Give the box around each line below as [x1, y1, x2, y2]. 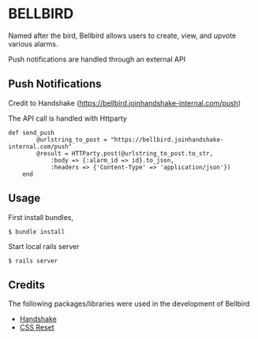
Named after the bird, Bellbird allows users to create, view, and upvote [8, 31, 237, 40]
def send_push [8, 129, 55, 136]
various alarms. [8, 39, 58, 48]
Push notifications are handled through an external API [8, 54, 186, 64]
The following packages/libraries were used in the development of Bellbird [8, 299, 250, 308]
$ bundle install [8, 228, 65, 236]
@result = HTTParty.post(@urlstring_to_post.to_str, [36, 149, 214, 158]
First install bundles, [8, 212, 73, 222]
